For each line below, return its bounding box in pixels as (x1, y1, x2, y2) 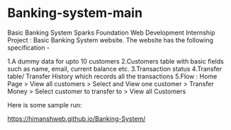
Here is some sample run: (7, 100, 82, 109)
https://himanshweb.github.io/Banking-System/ (7, 114, 146, 123)
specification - (7, 43, 50, 52)
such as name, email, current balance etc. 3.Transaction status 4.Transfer (7, 64, 222, 73)
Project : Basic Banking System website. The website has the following (7, 35, 214, 44)
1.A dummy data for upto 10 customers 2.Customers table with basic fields (7, 57, 225, 65)
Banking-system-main (7, 5, 143, 21)
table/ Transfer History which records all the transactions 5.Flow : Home (7, 72, 218, 81)
